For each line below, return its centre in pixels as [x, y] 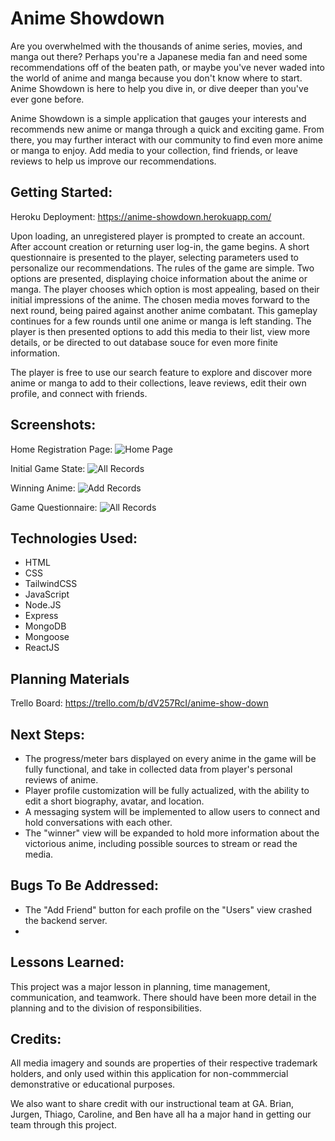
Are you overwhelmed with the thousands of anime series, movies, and [156, 46]
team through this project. [63, 1125]
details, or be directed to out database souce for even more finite [144, 342]
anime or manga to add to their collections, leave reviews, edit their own [158, 383]
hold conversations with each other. [98, 822]
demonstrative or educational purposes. [93, 1084]
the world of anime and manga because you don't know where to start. [156, 78]
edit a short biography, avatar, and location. [114, 801]
